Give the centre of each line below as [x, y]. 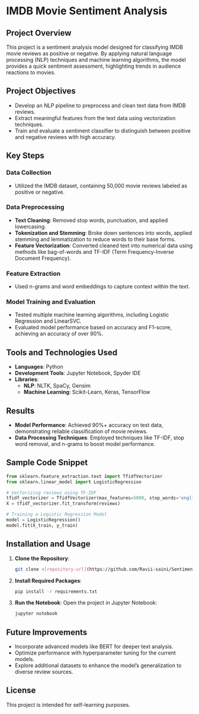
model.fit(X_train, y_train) [42, 525]
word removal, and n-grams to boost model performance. [85, 444]
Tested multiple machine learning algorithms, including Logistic [92, 315]
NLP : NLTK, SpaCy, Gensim [57, 386]
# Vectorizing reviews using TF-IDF [51, 493]
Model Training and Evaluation [51, 302]
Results [20, 411]
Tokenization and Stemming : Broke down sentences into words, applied [103, 232]
